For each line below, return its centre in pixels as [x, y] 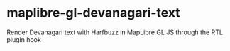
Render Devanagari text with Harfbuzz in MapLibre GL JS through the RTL [115, 32]
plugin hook [24, 39]
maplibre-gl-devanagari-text [93, 13]
